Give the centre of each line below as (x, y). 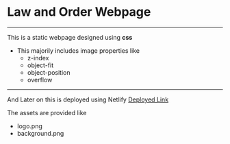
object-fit (40, 65)
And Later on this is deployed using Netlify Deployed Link (88, 99)
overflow (40, 80)
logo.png (30, 126)
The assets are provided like (47, 112)
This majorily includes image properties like (78, 50)
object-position (49, 72)
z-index (38, 58)
